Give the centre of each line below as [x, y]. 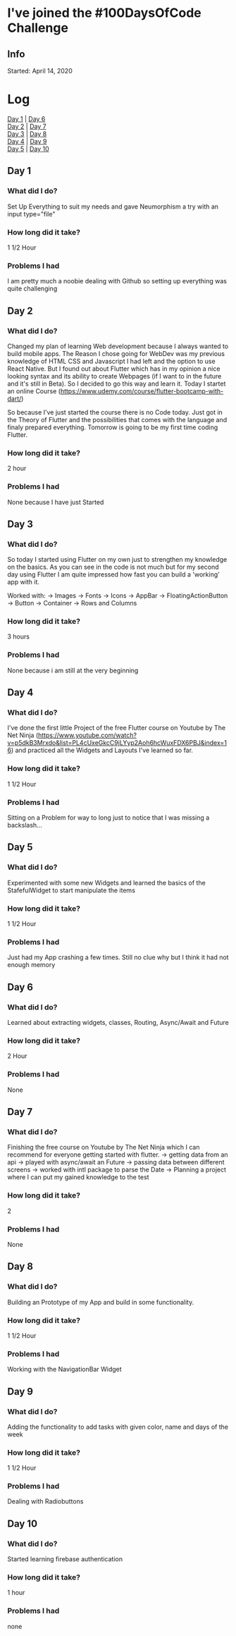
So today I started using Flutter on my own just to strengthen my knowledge [117, 560]
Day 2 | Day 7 [27, 126]
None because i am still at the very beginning [73, 670]
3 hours [19, 636]
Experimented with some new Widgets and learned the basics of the [106, 882]
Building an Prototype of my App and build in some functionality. [101, 1302]
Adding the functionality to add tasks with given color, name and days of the [118, 1427]
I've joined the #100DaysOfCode [105, 13]
